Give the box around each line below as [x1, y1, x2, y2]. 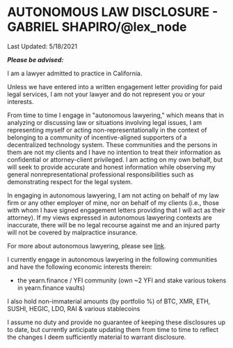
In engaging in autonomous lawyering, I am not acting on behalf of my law [7, 191, 219, 199]
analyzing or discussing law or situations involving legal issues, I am [7, 118, 202, 126]
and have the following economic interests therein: [7, 262, 152, 271]
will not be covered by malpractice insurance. [7, 228, 138, 236]
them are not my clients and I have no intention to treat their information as [7, 148, 221, 156]
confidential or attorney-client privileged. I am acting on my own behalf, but [7, 155, 223, 164]
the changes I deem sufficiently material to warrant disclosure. [7, 333, 186, 341]
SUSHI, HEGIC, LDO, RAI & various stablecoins [7, 304, 140, 312]
